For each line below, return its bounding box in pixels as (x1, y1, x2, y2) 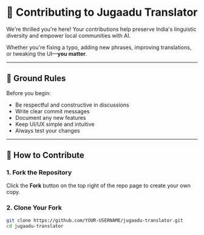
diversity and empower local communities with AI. (6, 31, 131, 39)
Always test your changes (15, 127, 80, 134)
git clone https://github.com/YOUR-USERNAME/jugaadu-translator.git (6, 217, 183, 223)
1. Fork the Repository (6, 168, 72, 177)
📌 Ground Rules (6, 73, 66, 84)
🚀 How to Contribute (6, 150, 85, 161)
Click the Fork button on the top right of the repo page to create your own (6, 182, 191, 190)
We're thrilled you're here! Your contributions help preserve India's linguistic (6, 25, 197, 33)
